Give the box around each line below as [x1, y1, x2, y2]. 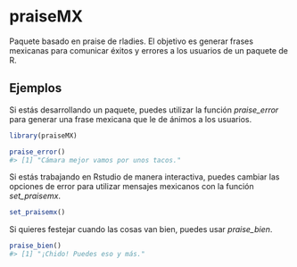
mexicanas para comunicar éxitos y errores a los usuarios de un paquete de [9, 45, 288, 55]
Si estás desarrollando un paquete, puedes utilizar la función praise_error [9, 104, 279, 115]
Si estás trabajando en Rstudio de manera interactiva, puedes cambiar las [9, 171, 280, 182]
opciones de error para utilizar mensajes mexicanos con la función [9, 181, 254, 192]
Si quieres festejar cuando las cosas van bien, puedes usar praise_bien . [9, 224, 273, 235]
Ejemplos [9, 80, 62, 96]
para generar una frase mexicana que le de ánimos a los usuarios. [9, 113, 252, 124]
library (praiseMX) [9, 131, 78, 140]
